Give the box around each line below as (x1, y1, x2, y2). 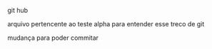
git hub (7, 6, 29, 14)
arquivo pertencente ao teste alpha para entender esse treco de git (7, 20, 205, 28)
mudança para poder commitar (7, 33, 99, 42)
